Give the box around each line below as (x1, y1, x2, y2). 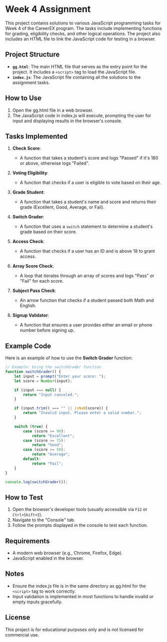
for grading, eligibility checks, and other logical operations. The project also (5, 30, 161, 36)
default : (23, 457, 41, 462)
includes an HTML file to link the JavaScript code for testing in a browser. (5, 36, 156, 42)
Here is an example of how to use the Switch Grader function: (5, 355, 133, 361)
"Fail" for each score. (19, 278, 64, 284)
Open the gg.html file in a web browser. (12, 107, 94, 113)
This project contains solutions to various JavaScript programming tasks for (5, 20, 161, 26)
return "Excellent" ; (31, 433, 75, 438)
